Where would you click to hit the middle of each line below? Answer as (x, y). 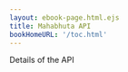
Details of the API (42, 60)
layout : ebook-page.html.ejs (64, 18)
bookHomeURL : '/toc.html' (58, 34)
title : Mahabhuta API (50, 26)
